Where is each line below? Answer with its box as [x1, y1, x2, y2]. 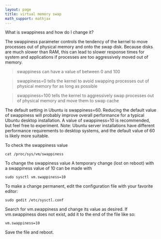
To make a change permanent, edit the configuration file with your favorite [5, 183, 153, 189]
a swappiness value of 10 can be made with [5, 165, 92, 171]
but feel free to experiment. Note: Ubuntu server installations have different [5, 123, 155, 128]
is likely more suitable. [5, 133, 49, 139]
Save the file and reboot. [5, 229, 54, 235]
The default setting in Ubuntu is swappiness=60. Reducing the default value [5, 107, 157, 113]
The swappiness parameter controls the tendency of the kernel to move [5, 39, 148, 45]
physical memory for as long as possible [16, 83, 98, 89]
